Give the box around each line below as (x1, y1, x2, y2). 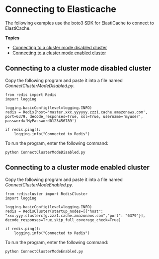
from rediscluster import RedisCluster (5, 191, 88, 196)
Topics (5, 35, 20, 41)
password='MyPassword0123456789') (5, 118, 77, 123)
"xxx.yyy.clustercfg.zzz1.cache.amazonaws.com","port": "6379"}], (5, 213, 146, 218)
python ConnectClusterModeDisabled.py (5, 150, 85, 155)
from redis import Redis (5, 92, 57, 97)
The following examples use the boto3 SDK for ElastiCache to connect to (5, 20, 154, 26)
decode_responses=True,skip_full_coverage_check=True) (5, 217, 121, 222)
